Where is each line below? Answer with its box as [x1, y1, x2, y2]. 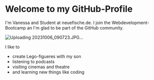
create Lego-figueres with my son [12, 53, 81, 59]
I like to [5, 44, 20, 50]
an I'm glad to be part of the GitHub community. [27, 25, 124, 30]
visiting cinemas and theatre [12, 64, 70, 70]
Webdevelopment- [111, 20, 150, 26]
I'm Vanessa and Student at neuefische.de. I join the [5, 20, 111, 26]
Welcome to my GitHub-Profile [5, 3, 133, 15]
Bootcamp [5, 25, 26, 30]
